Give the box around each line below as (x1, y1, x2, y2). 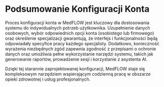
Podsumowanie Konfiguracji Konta (5, 3, 150, 15)
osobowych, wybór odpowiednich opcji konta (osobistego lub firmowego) (5, 30, 155, 36)
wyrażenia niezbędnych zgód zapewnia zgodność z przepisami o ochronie (5, 46, 156, 52)
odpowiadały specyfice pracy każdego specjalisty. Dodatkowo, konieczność (5, 40, 160, 46)
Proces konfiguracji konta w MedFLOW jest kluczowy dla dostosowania (5, 20, 150, 26)
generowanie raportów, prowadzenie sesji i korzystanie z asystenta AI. (5, 56, 148, 62)
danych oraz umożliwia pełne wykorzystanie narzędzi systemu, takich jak (5, 51, 154, 57)
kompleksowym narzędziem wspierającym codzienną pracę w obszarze (5, 71, 151, 77)
